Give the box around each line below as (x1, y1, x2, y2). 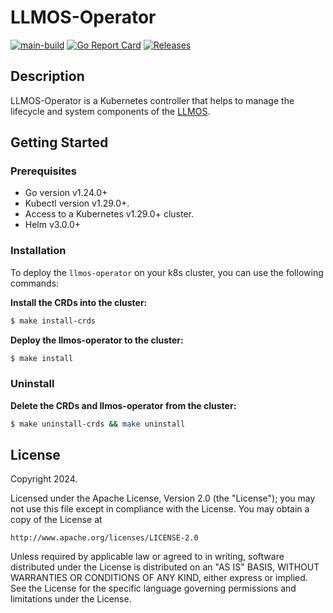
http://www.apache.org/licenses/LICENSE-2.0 (10, 533, 199, 543)
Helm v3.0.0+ (24, 219, 82, 231)
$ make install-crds (10, 316, 97, 326)
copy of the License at (10, 514, 103, 526)
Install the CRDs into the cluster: (10, 296, 148, 308)
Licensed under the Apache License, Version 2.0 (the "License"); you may (10, 492, 316, 505)
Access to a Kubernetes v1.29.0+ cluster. (24, 208, 194, 220)
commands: (10, 277, 60, 289)
